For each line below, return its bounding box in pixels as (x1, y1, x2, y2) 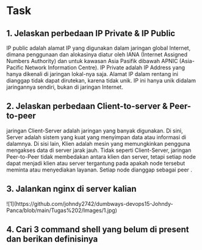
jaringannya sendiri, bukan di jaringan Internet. (6, 83, 123, 91)
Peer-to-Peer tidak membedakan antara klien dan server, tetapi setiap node (6, 153, 197, 160)
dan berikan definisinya (6, 234, 98, 244)
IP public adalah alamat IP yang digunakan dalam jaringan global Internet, (6, 44, 191, 51)
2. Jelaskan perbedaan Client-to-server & (6, 101, 168, 112)
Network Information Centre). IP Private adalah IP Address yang (24, 64, 185, 71)
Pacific (6, 64, 24, 71)
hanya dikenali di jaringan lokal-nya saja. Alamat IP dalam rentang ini (6, 70, 179, 77)
